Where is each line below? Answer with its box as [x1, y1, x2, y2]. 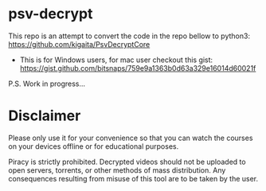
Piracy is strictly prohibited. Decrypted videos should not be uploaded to [8, 157, 246, 166]
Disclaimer [8, 107, 81, 125]
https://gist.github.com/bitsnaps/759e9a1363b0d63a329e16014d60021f [19, 63, 256, 72]
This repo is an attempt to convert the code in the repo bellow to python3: [8, 31, 251, 41]
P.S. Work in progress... [8, 79, 86, 88]
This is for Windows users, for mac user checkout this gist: [19, 55, 213, 64]
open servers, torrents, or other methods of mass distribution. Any [8, 165, 226, 175]
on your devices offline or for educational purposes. [8, 141, 179, 151]
